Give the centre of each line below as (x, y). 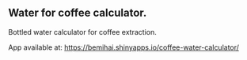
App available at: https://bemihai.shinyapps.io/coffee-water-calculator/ (124, 47)
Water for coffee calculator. (78, 13)
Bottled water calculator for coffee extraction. (82, 32)
